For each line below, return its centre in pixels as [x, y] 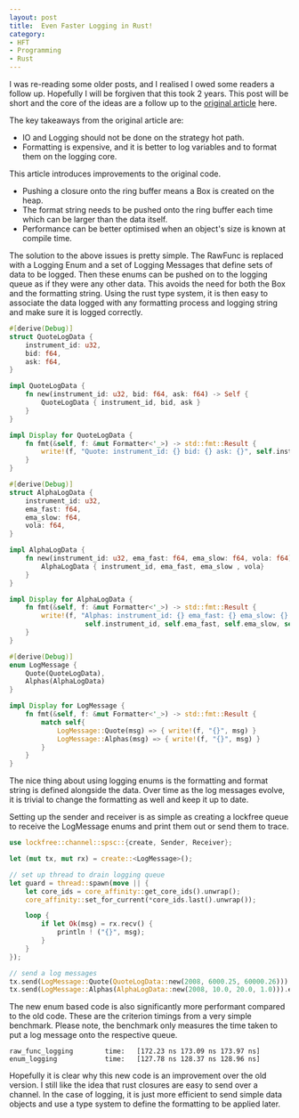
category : [28, 34]
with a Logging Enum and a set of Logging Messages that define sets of [141, 265]
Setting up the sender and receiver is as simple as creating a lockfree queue [149, 817]
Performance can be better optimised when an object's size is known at [154, 229]
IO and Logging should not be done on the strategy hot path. [133, 138]
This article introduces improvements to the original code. [115, 174]
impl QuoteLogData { [48, 386]
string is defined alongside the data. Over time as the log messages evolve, [147, 790]
